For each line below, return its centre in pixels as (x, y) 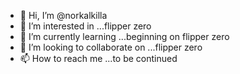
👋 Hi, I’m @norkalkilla (63, 15)
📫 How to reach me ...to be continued (98, 58)
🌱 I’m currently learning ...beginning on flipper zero (124, 36)
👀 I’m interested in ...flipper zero (85, 26)
